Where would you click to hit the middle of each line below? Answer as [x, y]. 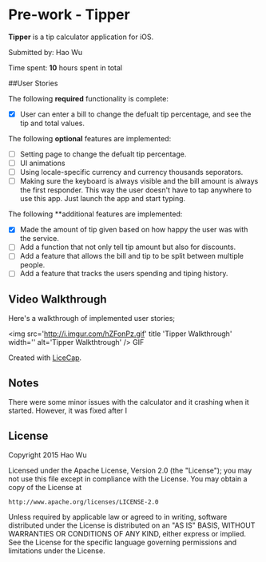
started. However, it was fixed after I [68, 411]
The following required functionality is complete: [89, 98]
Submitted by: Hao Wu [45, 52]
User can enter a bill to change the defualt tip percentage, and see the [135, 114]
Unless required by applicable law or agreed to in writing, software [118, 516]
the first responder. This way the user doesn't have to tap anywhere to [135, 190]
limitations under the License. [57, 550]
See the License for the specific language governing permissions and [123, 542]
